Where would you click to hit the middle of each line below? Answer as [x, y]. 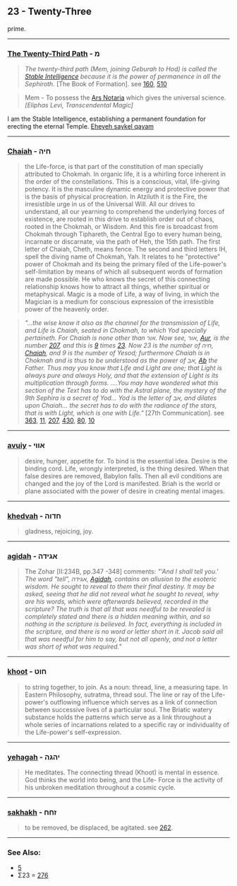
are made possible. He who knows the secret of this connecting [117, 279]
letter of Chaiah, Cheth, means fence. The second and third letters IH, [126, 249]
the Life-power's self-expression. [73, 732]
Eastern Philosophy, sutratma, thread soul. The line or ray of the [117, 695]
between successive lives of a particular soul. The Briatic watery [119, 709]
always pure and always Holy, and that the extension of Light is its [121, 376]
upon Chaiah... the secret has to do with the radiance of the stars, [121, 406]
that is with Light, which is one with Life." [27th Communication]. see [124, 413]
